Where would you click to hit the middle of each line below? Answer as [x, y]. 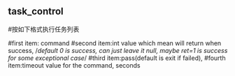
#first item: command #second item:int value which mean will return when [115, 43]
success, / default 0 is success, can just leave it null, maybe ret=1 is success [118, 50]
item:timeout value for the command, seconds [74, 65]
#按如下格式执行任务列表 [44, 29]
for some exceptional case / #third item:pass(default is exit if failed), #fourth [117, 58]
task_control [36, 12]
